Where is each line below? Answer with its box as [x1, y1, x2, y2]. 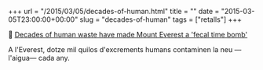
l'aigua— [8, 54, 37, 62]
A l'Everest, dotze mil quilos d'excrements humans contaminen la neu [8, 45, 233, 54]
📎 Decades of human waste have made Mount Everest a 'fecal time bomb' [8, 30, 248, 39]
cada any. [38, 54, 71, 62]
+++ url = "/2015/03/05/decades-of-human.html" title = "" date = [8, 7, 220, 16]
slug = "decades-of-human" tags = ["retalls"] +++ [79, 15, 242, 24]
